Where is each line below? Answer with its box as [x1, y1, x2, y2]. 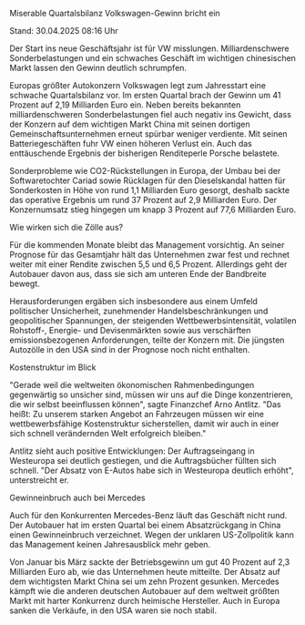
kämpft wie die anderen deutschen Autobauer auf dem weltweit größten [9, 586, 280, 596]
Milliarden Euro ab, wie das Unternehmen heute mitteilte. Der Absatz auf [9, 567, 280, 577]
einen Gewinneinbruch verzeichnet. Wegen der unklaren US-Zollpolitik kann [9, 529, 294, 540]
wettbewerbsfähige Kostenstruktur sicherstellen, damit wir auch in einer [9, 418, 280, 429]
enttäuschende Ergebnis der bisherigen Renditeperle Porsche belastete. [9, 148, 280, 159]
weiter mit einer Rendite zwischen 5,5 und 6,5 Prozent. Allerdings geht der [9, 259, 288, 270]
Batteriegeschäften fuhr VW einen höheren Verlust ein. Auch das [9, 138, 252, 149]
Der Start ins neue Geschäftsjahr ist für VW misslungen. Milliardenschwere [9, 43, 290, 54]
